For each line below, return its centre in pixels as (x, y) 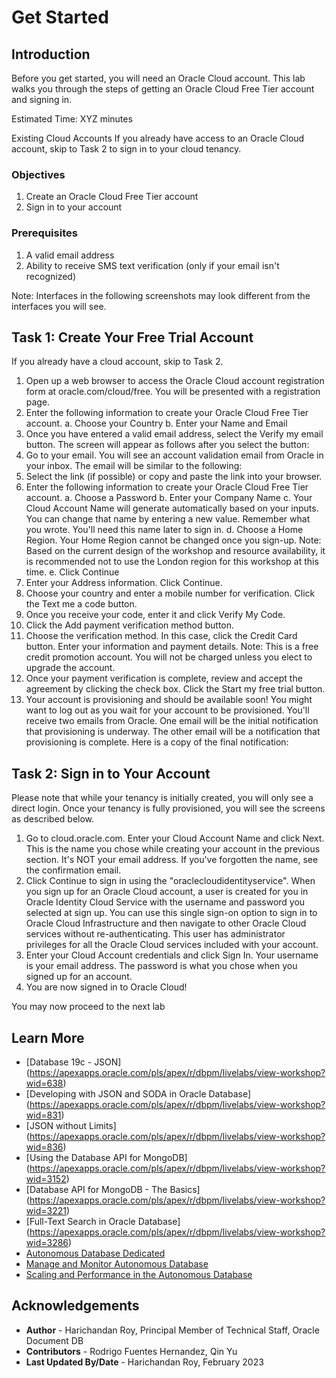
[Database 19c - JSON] (73, 1062)
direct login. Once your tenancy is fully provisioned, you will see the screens (168, 808)
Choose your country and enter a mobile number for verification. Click (170, 593)
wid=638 (44, 1083)
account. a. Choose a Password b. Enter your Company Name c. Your (169, 498)
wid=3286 (47, 1243)
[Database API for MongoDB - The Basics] (113, 1190)
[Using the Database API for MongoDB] (106, 1158)
